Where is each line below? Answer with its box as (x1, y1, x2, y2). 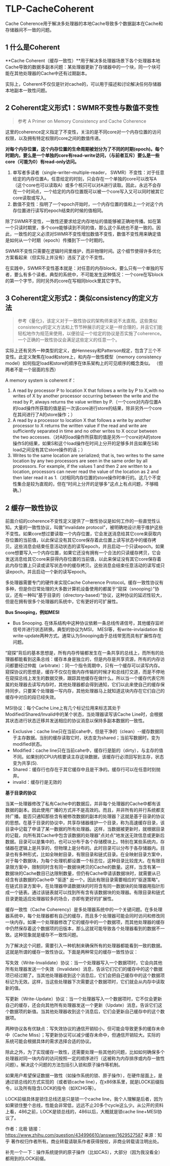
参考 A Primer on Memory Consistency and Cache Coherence (17, 118, 147, 124)
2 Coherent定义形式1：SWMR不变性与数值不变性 (5, 103, 159, 112)
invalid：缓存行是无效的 (12, 779, 62, 785)
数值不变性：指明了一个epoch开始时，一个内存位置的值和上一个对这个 (12, 201, 159, 207)
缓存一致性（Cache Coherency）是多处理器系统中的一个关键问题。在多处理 (5, 906, 163, 913)
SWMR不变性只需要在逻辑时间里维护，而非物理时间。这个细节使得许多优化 (5, 248, 161, 254)
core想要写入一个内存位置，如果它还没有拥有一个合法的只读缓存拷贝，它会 (5, 550, 161, 556)
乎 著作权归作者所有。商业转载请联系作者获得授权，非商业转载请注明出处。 (5, 1139, 162, 1145)
